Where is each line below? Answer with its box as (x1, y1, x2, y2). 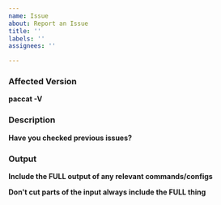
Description (8, 114, 56, 126)
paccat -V (8, 94, 43, 104)
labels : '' (8, 34, 45, 43)
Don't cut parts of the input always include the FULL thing (8, 187, 206, 197)
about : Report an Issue (8, 19, 89, 28)
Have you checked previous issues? (8, 133, 132, 143)
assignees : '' (8, 42, 57, 50)
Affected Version (8, 76, 77, 88)
